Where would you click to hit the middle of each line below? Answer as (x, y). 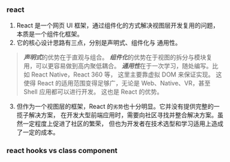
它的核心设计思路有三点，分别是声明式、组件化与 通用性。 (99, 43)
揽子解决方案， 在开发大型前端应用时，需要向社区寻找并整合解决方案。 (117, 115)
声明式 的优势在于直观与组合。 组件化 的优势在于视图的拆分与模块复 (118, 57)
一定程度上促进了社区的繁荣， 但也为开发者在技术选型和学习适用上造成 (123, 124)
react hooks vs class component (62, 151)
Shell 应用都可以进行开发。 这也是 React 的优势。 (93, 92)
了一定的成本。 (38, 132)
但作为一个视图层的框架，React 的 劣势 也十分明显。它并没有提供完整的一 (118, 107)
